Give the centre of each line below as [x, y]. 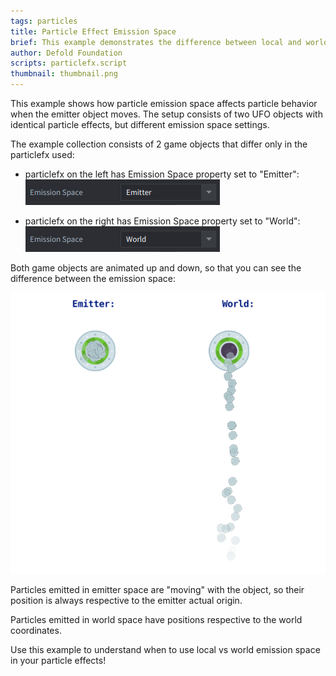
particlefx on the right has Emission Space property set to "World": [162, 221]
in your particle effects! [58, 660]
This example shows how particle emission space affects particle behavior [164, 103]
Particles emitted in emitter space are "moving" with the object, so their [157, 589]
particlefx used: [42, 154]
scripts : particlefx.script [69, 63]
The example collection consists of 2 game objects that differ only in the [159, 144]
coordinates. [36, 630]
